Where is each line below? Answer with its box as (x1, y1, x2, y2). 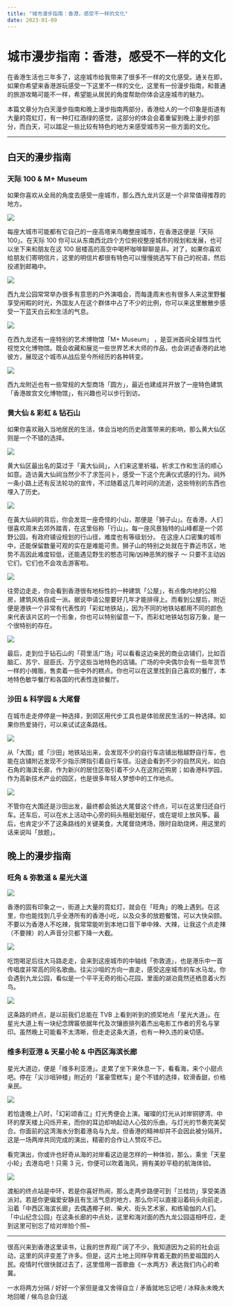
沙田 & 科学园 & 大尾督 (7, 694, 81, 704)
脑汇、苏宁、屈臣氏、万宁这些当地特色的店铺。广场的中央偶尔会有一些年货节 (7, 658, 226, 666)
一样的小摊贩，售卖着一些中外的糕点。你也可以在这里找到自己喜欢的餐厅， (7, 666, 220, 675)
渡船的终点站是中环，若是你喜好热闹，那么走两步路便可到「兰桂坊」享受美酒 (7, 1186, 226, 1195)
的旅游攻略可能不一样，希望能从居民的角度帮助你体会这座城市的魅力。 (7, 90, 208, 99)
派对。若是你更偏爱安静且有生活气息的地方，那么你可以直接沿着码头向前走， (7, 1195, 226, 1203)
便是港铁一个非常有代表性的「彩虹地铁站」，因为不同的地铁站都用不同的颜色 (7, 604, 223, 612)
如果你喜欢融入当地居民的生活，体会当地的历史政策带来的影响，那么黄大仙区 (7, 425, 226, 434)
